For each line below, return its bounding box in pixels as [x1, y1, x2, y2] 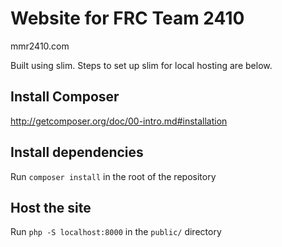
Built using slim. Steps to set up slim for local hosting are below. [10, 59, 273, 71]
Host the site [10, 199, 92, 216]
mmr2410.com [10, 40, 70, 52]
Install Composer [10, 88, 120, 106]
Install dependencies [10, 144, 144, 161]
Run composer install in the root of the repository [10, 170, 217, 182]
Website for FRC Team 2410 [10, 7, 245, 30]
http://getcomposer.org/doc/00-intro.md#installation [10, 115, 228, 127]
